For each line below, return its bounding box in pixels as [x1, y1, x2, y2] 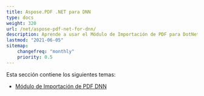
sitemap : [6, 43, 29, 49]
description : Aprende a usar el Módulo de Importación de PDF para [6, 32, 181, 38]
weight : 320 [6, 20, 36, 26]
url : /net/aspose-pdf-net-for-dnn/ [6, 26, 97, 32]
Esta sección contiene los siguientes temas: [6, 70, 116, 78]
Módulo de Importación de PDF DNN [15, 83, 107, 90]
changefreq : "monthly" [17, 49, 75, 55]
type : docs [6, 15, 34, 21]
